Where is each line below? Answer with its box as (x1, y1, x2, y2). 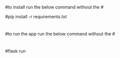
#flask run (5, 48, 26, 54)
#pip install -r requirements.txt (5, 14, 67, 19)
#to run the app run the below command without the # (5, 31, 115, 37)
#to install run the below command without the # (5, 4, 104, 10)
